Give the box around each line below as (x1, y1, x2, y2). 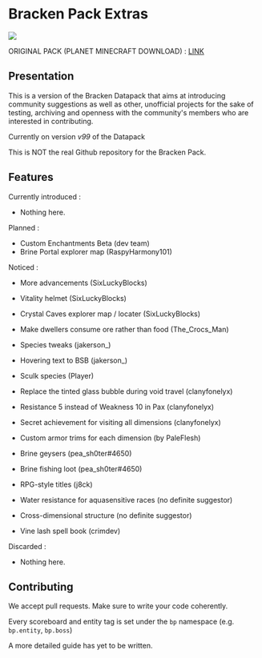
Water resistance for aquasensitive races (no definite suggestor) (19, 495, 233, 504)
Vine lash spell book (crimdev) (19, 526, 121, 536)
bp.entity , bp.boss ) (8, 625, 73, 635)
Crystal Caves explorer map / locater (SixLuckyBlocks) (19, 309, 201, 319)
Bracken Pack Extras (8, 5, 148, 23)
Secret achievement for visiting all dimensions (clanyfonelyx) (19, 417, 222, 427)
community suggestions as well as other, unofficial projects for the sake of (8, 99, 254, 109)
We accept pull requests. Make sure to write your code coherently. (8, 601, 228, 611)
